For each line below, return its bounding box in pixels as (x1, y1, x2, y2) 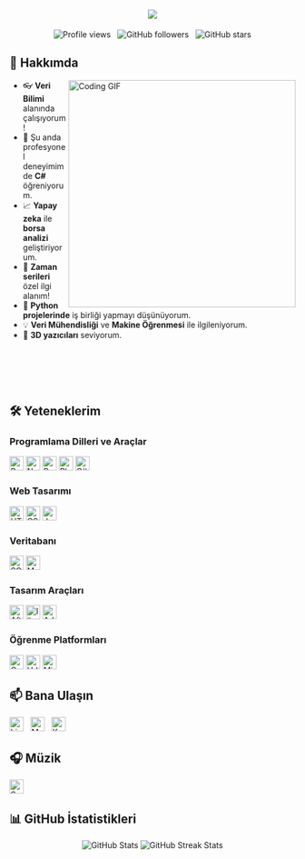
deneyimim (22, 160, 64, 172)
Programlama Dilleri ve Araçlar (9, 435, 147, 448)
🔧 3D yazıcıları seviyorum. (22, 329, 123, 340)
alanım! (22, 290, 50, 301)
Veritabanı (9, 534, 57, 547)
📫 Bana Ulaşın (9, 688, 93, 704)
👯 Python (22, 300, 59, 311)
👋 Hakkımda (9, 55, 79, 71)
